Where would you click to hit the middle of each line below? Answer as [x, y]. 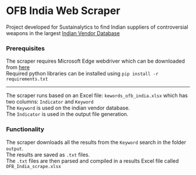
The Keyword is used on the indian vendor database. [68, 108]
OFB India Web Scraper [63, 11]
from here [18, 67]
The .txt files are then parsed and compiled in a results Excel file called [92, 161]
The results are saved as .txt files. [48, 155]
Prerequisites [25, 48]
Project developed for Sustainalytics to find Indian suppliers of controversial [97, 27]
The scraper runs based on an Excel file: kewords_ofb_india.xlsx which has [97, 95]
